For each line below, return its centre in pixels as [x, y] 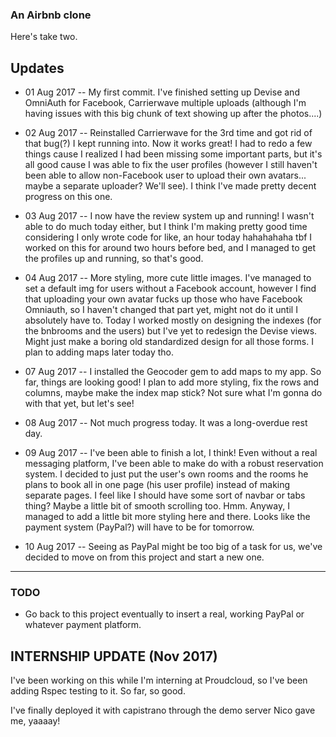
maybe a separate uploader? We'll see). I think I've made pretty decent [170, 186]
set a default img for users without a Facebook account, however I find [170, 289]
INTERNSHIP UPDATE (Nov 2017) [114, 656]
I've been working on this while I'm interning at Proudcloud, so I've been [159, 680]
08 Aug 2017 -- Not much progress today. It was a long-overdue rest [166, 423]
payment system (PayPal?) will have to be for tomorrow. [139, 527]
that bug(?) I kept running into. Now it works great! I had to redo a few [168, 144]
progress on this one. [68, 197]
